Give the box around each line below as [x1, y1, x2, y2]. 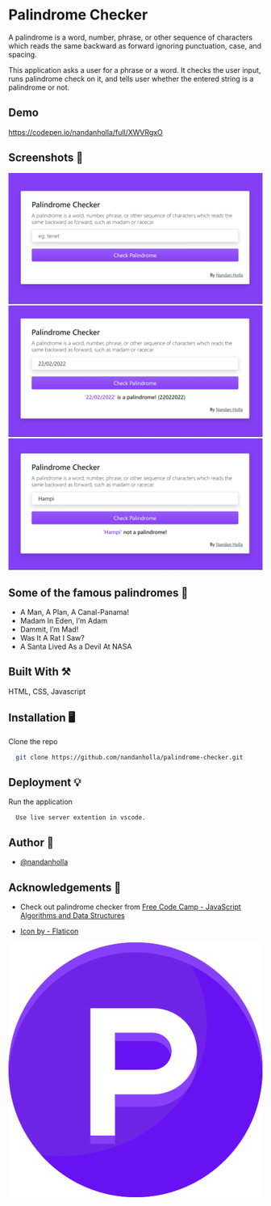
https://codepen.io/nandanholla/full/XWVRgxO [8, 127, 164, 137]
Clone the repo [8, 736, 58, 746]
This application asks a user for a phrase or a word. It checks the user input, [8, 65, 261, 74]
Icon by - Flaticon [19, 926, 79, 936]
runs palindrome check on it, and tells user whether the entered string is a [8, 74, 254, 83]
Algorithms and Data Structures [19, 910, 125, 920]
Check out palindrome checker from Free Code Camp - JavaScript [19, 902, 242, 912]
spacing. [8, 49, 38, 59]
